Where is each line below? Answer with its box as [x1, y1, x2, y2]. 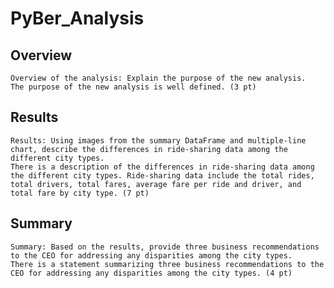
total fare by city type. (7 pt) [10, 188, 150, 198]
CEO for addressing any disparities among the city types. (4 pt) [10, 268, 293, 278]
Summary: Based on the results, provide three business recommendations [10, 242, 320, 252]
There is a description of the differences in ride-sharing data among [10, 162, 315, 172]
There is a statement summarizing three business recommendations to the [10, 259, 325, 269]
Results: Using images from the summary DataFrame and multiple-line [10, 135, 307, 146]
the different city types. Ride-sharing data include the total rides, [10, 170, 315, 181]
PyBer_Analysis [10, 7, 145, 30]
